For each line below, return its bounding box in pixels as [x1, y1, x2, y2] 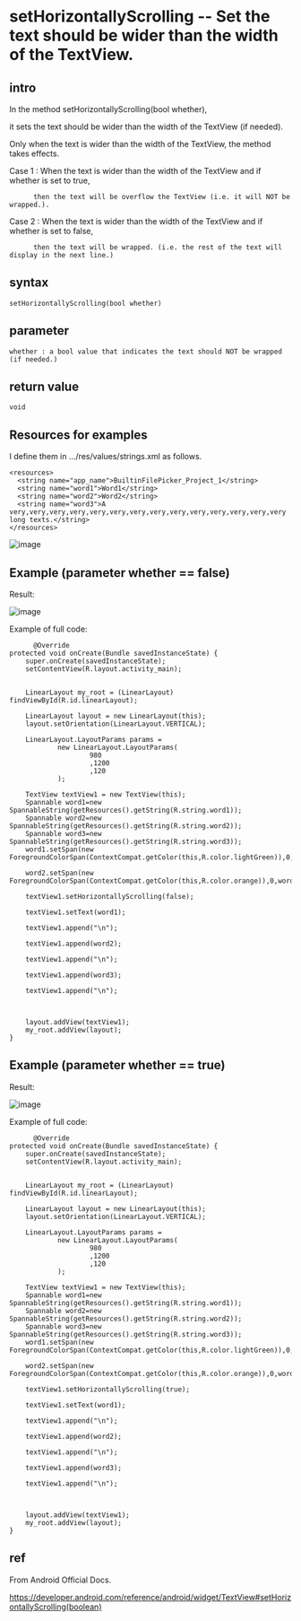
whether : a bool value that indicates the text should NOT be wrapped [9, 347, 282, 356]
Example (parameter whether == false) [9, 565, 230, 580]
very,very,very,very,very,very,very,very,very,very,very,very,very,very [9, 508, 287, 517]
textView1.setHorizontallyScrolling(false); [25, 893, 194, 902]
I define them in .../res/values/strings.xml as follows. [9, 451, 202, 462]
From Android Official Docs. [9, 1574, 112, 1585]
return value [9, 379, 79, 395]
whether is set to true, [9, 175, 91, 186]
